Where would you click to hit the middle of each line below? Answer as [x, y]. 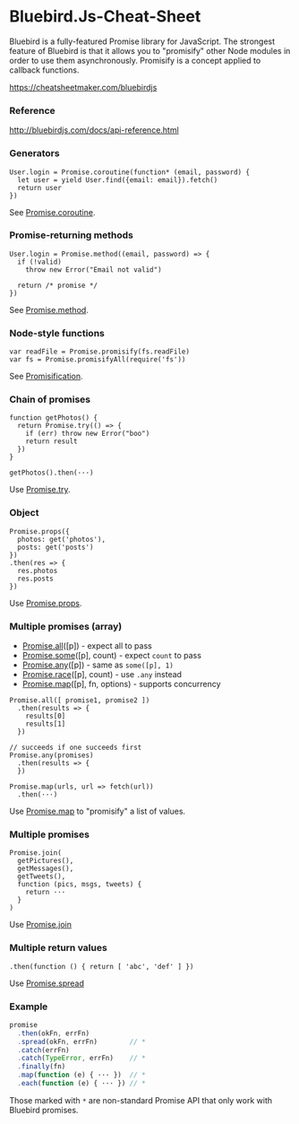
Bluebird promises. [44, 1110]
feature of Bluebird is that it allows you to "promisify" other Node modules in [150, 50]
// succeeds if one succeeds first [76, 748]
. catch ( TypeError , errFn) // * [81, 1059]
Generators [34, 153]
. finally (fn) [42, 1067]
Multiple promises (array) [66, 626]
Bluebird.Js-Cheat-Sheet [105, 17]
